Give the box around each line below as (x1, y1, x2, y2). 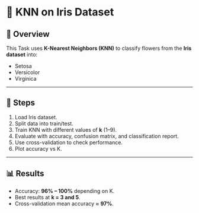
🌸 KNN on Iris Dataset (6, 5, 114, 19)
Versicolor (14, 69, 40, 76)
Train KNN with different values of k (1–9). (14, 126, 117, 133)
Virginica (14, 75, 37, 82)
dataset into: (6, 51, 38, 58)
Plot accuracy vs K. (14, 145, 62, 152)
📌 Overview (6, 29, 50, 39)
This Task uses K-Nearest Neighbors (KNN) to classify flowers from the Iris (6, 44, 192, 52)
